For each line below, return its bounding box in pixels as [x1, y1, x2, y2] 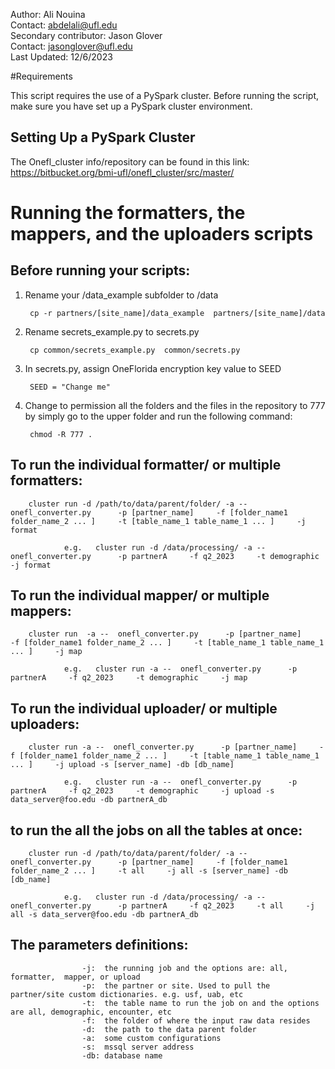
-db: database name [81, 1050, 163, 1061]
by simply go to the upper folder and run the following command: [24, 410, 293, 422]
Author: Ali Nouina [10, 9, 86, 20]
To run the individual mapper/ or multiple [10, 587, 270, 604]
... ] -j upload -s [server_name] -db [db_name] [10, 760, 235, 770]
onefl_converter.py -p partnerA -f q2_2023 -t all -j [10, 901, 315, 911]
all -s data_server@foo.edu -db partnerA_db [10, 910, 199, 920]
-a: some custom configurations [81, 1033, 222, 1043]
